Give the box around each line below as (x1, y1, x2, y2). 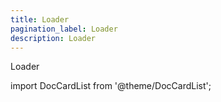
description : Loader (10, 33, 97, 43)
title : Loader (10, 14, 70, 25)
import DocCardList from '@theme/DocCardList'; (10, 80, 212, 92)
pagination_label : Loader (10, 24, 118, 34)
